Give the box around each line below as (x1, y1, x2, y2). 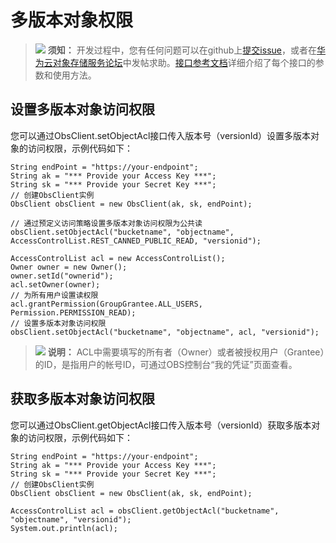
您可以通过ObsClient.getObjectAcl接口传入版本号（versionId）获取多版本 (10, 419, 312, 431)
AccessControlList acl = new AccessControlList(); (10, 253, 226, 263)
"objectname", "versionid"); (10, 514, 132, 525)
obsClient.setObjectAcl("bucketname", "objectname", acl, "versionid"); (10, 327, 320, 337)
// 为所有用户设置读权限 (10, 290, 99, 300)
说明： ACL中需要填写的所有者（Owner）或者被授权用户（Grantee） (47, 346, 325, 358)
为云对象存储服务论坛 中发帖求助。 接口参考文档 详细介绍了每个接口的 (34, 56, 316, 68)
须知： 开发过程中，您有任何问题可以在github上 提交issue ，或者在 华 (47, 44, 326, 56)
